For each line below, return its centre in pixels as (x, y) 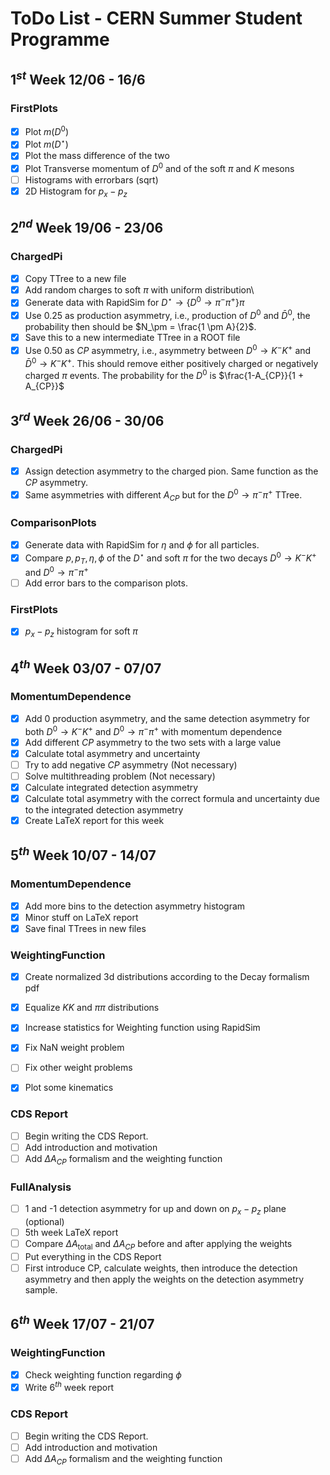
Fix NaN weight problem (74, 1048)
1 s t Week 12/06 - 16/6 (78, 78)
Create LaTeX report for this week (94, 820)
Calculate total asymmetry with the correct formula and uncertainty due (172, 798)
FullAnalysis (41, 1187)
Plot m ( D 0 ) (46, 130)
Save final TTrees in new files (85, 928)
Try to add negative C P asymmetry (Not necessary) (131, 764)
